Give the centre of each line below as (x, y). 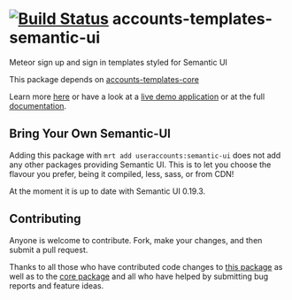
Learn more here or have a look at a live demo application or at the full (137, 96)
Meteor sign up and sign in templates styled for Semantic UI (119, 62)
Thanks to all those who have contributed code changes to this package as (146, 266)
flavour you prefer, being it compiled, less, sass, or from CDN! (122, 173)
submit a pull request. (49, 250)
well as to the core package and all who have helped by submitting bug (139, 276)
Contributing (45, 219)
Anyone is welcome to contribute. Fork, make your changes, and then (136, 240)
